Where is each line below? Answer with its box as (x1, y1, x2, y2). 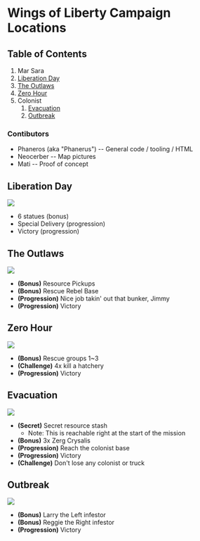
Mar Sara (17, 67, 44, 75)
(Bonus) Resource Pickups (17, 279, 95, 288)
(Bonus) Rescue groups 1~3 (17, 354, 99, 362)
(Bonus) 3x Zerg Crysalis (17, 436, 91, 445)
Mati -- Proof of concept (17, 160, 89, 168)
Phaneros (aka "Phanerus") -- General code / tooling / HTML (17, 145, 194, 153)
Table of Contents (7, 48, 88, 60)
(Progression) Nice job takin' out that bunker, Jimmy (17, 294, 170, 303)
